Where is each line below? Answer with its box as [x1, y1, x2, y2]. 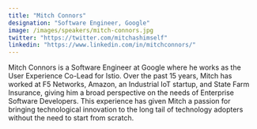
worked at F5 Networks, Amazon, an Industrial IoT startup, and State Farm [8, 80, 250, 89]
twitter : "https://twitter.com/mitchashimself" [8, 33, 168, 42]
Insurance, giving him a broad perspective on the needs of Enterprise [8, 88, 235, 97]
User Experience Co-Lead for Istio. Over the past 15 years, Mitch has [8, 71, 232, 81]
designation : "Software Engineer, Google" [8, 19, 150, 27]
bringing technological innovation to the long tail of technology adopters [8, 104, 244, 115]
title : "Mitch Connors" [8, 11, 87, 20]
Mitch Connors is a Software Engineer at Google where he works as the [8, 63, 241, 72]
